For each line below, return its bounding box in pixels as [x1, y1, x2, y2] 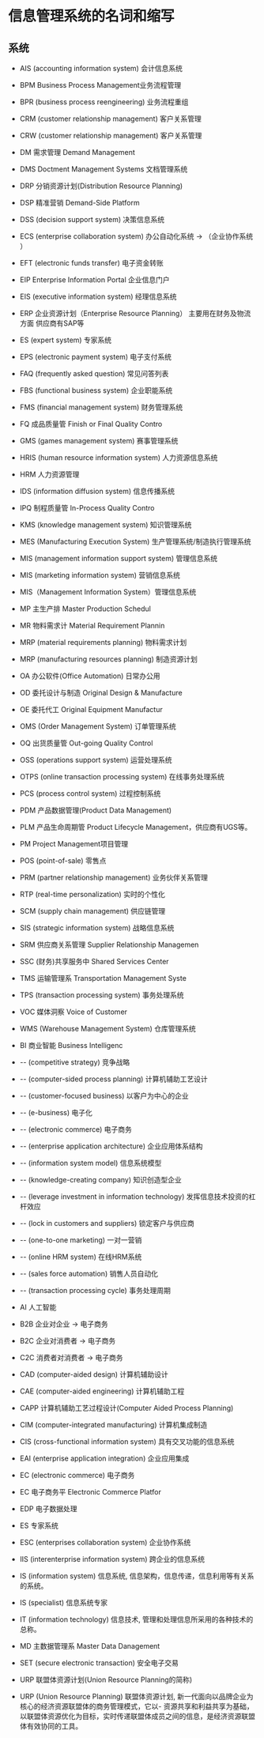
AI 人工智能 [19, 1303, 57, 1312]
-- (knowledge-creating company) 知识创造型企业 [19, 1175, 182, 1184]
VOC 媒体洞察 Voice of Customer [19, 1007, 128, 1016]
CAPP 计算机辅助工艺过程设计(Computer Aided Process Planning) [19, 1404, 234, 1412]
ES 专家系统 [19, 1521, 59, 1530]
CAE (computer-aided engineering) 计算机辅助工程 [19, 1386, 185, 1396]
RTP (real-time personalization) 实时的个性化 [19, 890, 166, 899]
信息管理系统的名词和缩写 [8, 7, 175, 25]
